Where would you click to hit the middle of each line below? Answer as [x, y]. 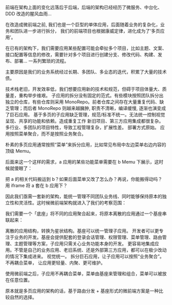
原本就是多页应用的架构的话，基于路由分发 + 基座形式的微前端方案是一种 [82, 291]
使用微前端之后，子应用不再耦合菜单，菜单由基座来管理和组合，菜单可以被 [84, 274]
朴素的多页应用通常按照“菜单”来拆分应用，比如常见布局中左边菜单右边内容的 [86, 145]
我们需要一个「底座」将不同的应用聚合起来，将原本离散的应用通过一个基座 [84, 214]
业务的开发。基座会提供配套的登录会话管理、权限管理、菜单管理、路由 [88, 237]
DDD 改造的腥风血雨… [29, 14]
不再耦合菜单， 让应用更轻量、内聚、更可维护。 [55, 263]
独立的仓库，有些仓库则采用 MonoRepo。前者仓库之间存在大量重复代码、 [82, 102]
